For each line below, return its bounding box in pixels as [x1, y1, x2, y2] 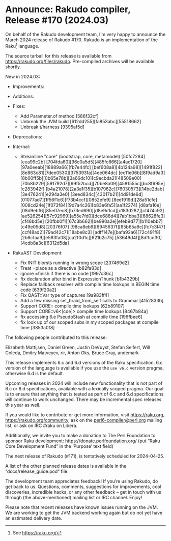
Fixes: [12, 103, 25, 109]
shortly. [5, 64, 21, 70]
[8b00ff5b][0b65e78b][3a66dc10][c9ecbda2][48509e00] [20, 175, 141, 181]
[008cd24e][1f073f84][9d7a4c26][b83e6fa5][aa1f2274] [20, 202, 138, 208]
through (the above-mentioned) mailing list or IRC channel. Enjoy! [5, 494, 142, 500]
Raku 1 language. [5, 42, 40, 49]
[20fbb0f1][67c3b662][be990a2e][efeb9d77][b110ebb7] [45, 218, 163, 224]
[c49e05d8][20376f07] [20, 223, 70, 230]
